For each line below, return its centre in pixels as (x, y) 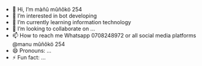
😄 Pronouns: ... (32, 51)
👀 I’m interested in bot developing (54, 16)
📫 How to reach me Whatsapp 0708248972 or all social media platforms (104, 35)
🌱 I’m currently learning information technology (72, 22)
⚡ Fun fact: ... (29, 57)
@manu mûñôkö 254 (39, 44)
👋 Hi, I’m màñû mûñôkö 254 (47, 9)
